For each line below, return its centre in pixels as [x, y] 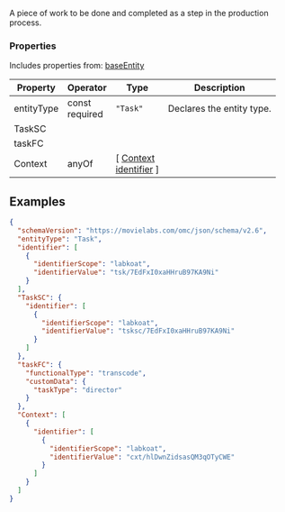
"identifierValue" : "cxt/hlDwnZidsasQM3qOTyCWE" [142, 457]
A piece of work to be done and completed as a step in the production [139, 13]
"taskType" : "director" [78, 390]
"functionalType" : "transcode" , [86, 373]
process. [26, 23]
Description [219, 87]
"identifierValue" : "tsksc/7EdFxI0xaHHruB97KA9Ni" [138, 331]
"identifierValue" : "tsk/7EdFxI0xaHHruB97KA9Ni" [126, 273]
